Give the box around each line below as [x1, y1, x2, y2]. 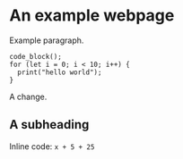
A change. [9, 91, 48, 102]
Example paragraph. [9, 35, 84, 46]
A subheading [9, 117, 90, 132]
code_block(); [9, 52, 63, 61]
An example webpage [9, 5, 175, 26]
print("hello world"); [17, 68, 102, 77]
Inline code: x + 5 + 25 [9, 140, 95, 152]
